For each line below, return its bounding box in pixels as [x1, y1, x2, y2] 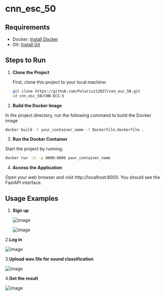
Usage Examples [5, 194, 58, 203]
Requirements [5, 23, 50, 32]
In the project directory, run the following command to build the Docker [5, 112, 151, 118]
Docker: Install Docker [12, 36, 58, 42]
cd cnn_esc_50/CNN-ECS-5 [12, 93, 64, 98]
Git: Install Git [12, 42, 40, 48]
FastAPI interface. [5, 180, 42, 186]
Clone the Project [12, 69, 49, 75]
